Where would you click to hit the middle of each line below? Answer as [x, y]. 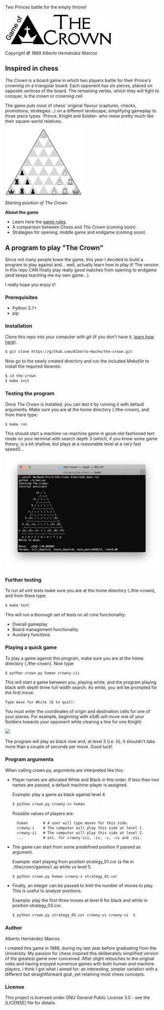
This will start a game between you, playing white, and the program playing [81, 682]
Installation [19, 326]
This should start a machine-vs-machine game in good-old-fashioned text [80, 433]
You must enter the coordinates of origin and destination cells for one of [78, 712]
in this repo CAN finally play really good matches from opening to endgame [81, 270]
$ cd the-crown [21, 376]
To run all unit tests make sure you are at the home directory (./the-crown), [80, 590]
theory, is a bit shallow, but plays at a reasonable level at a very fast [73, 444]
